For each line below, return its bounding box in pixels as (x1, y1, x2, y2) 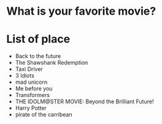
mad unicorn (15, 78, 48, 86)
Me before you (15, 85, 53, 92)
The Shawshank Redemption (15, 59, 88, 67)
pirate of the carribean (15, 111, 72, 119)
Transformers (15, 92, 50, 99)
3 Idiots (15, 72, 35, 79)
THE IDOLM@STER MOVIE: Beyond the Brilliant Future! (15, 98, 154, 105)
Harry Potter (15, 104, 47, 112)
